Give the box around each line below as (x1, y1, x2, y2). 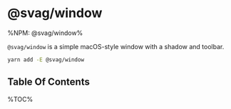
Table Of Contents (7, 76, 91, 88)
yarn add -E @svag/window (7, 56, 84, 63)
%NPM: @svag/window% (7, 28, 83, 37)
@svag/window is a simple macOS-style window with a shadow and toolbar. (7, 42, 225, 51)
